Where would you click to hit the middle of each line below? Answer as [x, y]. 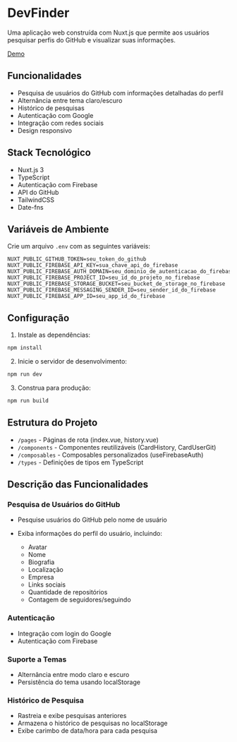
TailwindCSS [36, 200]
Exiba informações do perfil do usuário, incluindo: [90, 534]
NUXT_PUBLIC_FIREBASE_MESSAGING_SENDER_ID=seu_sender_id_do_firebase [112, 290]
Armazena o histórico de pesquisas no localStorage [92, 723]
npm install [25, 348]
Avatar [37, 547]
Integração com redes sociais [61, 123]
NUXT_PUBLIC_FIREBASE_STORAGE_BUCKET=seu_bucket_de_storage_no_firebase [116, 284]
